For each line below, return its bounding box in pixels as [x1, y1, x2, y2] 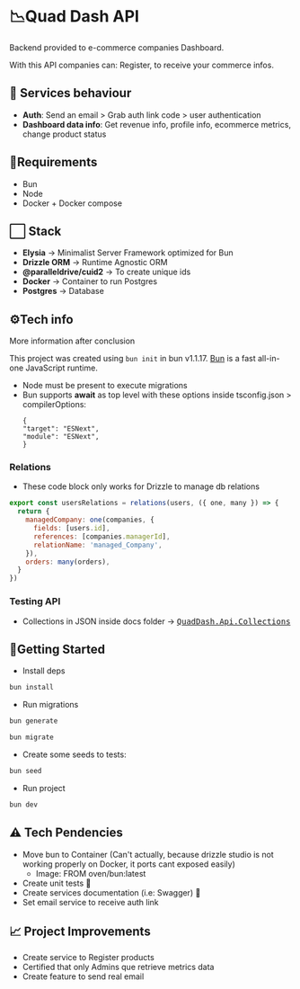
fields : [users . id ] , [32, 524, 110, 533]
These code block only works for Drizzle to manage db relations [22, 481, 260, 492]
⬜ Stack [9, 223, 62, 238]
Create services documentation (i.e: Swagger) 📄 [22, 887, 201, 898]
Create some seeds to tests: [22, 749, 128, 760]
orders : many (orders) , [25, 557, 110, 566]
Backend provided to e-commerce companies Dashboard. [9, 41, 225, 53]
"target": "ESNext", [22, 424, 100, 433]
